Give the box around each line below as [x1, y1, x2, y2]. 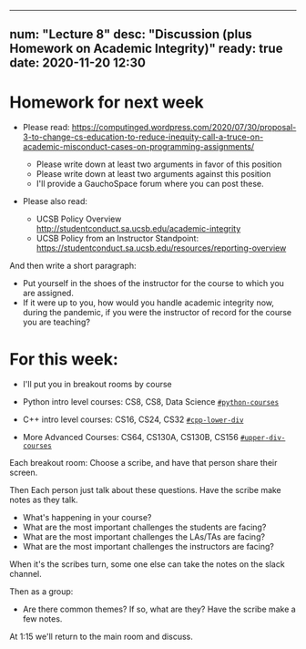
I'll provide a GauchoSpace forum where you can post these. [36, 179, 264, 190]
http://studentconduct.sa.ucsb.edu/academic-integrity [36, 223, 241, 234]
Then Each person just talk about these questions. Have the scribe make [9, 485, 282, 496]
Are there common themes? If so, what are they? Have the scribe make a [22, 603, 296, 615]
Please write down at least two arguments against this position [36, 169, 271, 180]
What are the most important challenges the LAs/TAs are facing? [22, 531, 266, 542]
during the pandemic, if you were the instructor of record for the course [22, 307, 292, 318]
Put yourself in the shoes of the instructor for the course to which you [22, 278, 285, 289]
